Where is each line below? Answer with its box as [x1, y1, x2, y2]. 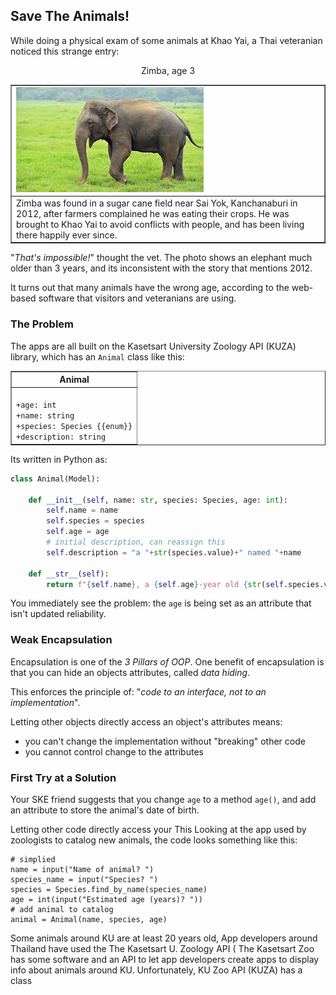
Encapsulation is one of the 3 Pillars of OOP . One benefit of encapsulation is [10, 655, 325, 668]
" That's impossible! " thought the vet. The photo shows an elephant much [10, 252, 313, 264]
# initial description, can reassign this [46, 537, 226, 548]
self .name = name [46, 505, 118, 516]
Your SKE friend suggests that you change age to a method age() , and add [10, 794, 317, 806]
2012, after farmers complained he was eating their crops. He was [16, 207, 290, 219]
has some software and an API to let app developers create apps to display [10, 954, 320, 966]
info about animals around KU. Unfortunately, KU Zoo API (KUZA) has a [10, 964, 303, 976]
